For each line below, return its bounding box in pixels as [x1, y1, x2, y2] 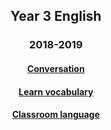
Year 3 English [10, 8, 102, 25]
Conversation [27, 62, 85, 74]
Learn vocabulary [18, 85, 94, 98]
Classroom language [11, 109, 101, 121]
